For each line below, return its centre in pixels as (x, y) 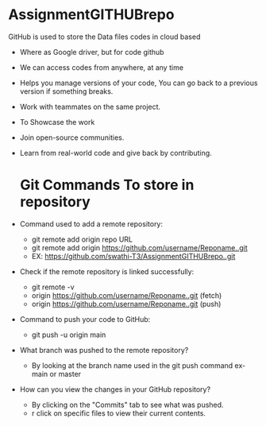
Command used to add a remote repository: (91, 223)
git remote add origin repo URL (82, 239)
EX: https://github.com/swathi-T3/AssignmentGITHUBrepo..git (133, 256)
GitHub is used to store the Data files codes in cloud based (104, 37)
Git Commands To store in (107, 185)
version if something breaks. (66, 91)
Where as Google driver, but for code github (92, 52)
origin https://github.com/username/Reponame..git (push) (126, 304)
